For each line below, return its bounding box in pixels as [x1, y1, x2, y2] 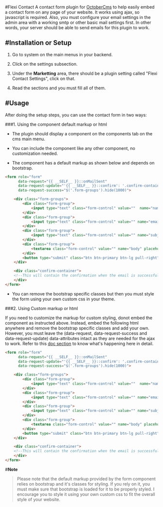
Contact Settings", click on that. [12, 75, 76, 82]
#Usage [5, 99, 29, 107]
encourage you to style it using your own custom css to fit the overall [16, 491, 155, 497]
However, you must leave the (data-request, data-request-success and [5, 330, 147, 336]
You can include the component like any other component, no [12, 145, 135, 151]
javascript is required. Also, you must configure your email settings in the [5, 15, 151, 20]
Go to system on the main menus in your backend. [12, 51, 113, 57]
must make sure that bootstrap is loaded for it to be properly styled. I [16, 486, 155, 492]
